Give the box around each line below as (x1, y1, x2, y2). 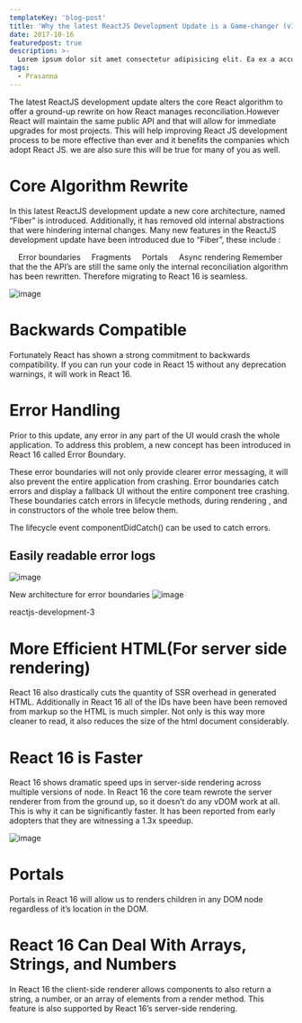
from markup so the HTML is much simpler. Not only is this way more (9, 706, 265, 717)
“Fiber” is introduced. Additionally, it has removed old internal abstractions (9, 215, 285, 226)
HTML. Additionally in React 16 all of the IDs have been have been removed (9, 696, 288, 707)
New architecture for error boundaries (9, 589, 150, 600)
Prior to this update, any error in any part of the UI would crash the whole (9, 429, 280, 441)
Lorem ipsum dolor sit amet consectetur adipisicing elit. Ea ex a (17, 55, 276, 64)
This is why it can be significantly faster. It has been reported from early (9, 806, 276, 817)
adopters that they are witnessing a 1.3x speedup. (9, 815, 194, 826)
